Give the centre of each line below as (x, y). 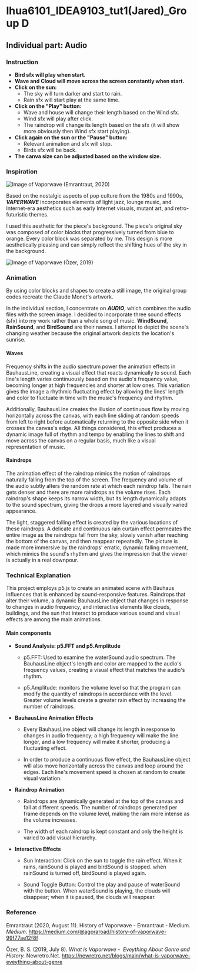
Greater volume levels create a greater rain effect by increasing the (105, 700)
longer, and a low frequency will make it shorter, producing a (97, 742)
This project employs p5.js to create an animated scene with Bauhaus (90, 588)
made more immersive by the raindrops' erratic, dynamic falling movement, (97, 547)
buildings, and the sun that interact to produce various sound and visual (93, 613)
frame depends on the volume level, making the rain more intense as (106, 814)
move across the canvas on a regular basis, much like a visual (81, 440)
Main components (29, 633)
